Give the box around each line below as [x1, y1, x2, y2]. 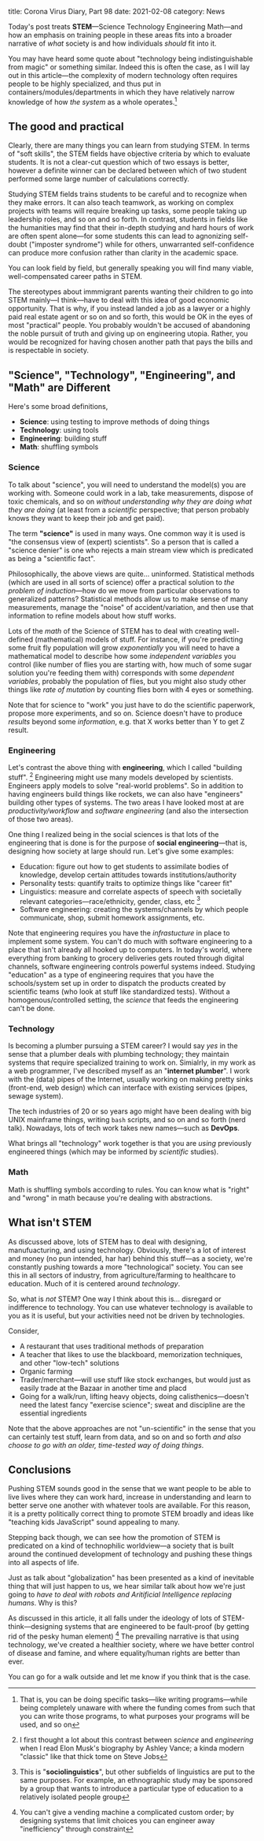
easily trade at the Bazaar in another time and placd [19, 1383, 187, 1393]
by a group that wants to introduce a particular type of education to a [19, 1784, 244, 1794]
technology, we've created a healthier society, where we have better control [8, 1640, 255, 1649]
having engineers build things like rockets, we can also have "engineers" [8, 789, 244, 798]
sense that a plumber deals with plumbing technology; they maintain [8, 1050, 229, 1059]
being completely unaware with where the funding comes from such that [19, 1703, 255, 1713]
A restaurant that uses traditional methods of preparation [19, 1341, 204, 1351]
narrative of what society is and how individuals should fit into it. [8, 39, 218, 48]
